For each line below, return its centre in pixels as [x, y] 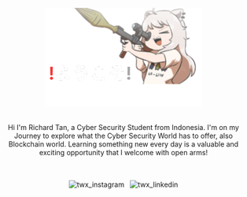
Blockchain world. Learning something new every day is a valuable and [124, 144]
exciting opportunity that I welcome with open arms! [124, 152]
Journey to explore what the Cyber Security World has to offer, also [124, 136]
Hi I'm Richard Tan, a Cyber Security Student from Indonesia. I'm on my [124, 127]
